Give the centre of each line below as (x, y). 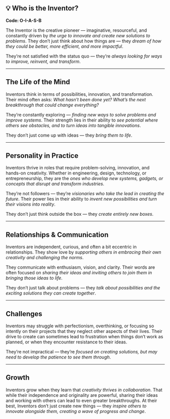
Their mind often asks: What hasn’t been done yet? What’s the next (76, 99)
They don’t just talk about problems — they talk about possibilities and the (83, 288)
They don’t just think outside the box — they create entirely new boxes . (80, 214)
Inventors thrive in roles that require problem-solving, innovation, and (78, 168)
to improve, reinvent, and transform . (43, 61)
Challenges (24, 314)
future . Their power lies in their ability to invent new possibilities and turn (81, 199)
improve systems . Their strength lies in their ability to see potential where (82, 120)
